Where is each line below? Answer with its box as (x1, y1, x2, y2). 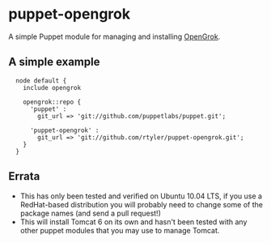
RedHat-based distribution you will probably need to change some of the (19, 199, 263, 209)
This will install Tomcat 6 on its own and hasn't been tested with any (19, 216, 248, 227)
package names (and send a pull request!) (19, 208, 162, 218)
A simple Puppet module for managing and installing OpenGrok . (8, 32, 221, 41)
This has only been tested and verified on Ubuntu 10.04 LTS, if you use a (19, 191, 263, 201)
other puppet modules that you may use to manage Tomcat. (19, 225, 220, 235)
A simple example (8, 55, 100, 69)
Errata (8, 169, 40, 183)
